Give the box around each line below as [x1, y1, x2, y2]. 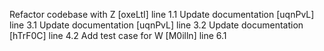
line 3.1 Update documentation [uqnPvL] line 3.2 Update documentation [9, 19, 304, 31]
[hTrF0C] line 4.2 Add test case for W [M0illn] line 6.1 [9, 30, 227, 41]
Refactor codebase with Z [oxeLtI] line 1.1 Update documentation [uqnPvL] [9, 9, 315, 20]
